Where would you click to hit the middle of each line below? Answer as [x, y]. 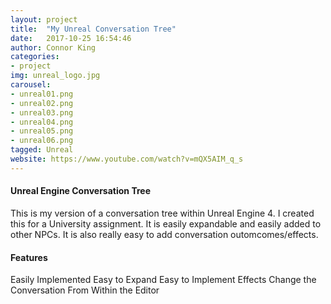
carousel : [31, 85]
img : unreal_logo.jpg [55, 76]
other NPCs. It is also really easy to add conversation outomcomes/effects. [164, 234]
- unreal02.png [42, 103]
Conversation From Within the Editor [85, 290]
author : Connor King [53, 47]
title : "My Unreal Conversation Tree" [93, 29]
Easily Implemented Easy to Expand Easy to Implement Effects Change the [163, 280]
